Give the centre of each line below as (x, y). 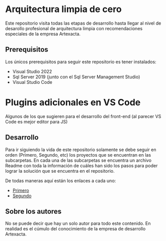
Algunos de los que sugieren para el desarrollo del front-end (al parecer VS (83, 116)
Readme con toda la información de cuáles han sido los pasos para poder (81, 165)
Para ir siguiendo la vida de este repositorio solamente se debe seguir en (81, 150)
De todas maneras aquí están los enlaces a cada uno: (61, 180)
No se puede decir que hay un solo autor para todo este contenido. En (78, 223)
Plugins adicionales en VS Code (73, 102)
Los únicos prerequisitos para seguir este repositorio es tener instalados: (81, 62)
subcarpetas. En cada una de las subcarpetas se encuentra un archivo (78, 160)
